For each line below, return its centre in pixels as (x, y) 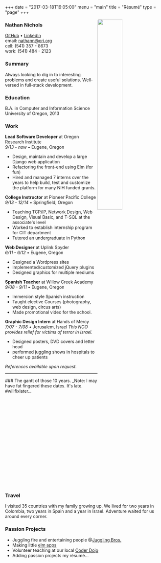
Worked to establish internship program (52, 227)
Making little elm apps (34, 545)
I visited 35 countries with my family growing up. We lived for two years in (80, 506)
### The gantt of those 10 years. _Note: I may (51, 381)
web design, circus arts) (36, 307)
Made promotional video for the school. (52, 312)
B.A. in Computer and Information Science (47, 108)
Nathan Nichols (24, 25)
